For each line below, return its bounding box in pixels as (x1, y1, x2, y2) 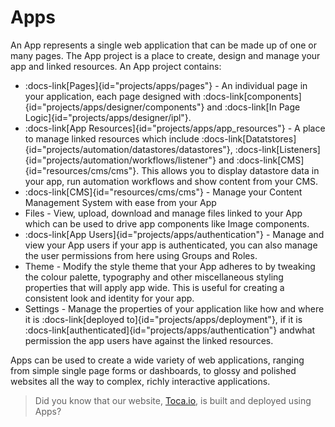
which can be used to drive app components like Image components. (24, 217, 310, 230)
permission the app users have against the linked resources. (24, 334, 274, 346)
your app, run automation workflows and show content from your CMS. (24, 175, 319, 187)
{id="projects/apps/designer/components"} (24, 101, 205, 113)
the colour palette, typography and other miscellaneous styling (24, 271, 284, 283)
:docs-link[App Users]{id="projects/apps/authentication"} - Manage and (24, 228, 325, 240)
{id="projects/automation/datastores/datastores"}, (24, 143, 233, 155)
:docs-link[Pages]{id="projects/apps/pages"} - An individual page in (24, 79, 308, 91)
